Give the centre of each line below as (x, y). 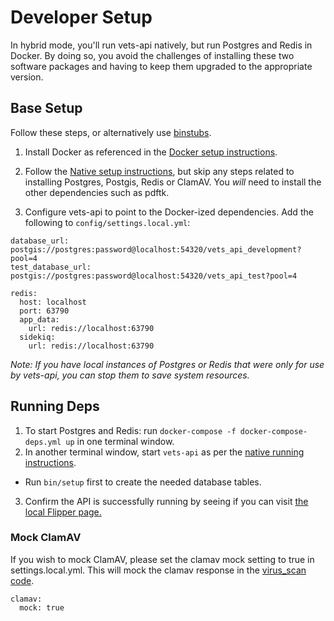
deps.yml (43, 442)
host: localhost (53, 302)
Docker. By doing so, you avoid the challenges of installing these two (152, 55)
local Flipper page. (63, 512)
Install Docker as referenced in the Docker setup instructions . (151, 152)
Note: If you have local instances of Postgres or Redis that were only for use (167, 364)
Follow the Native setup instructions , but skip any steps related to (159, 171)
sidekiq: (37, 337)
